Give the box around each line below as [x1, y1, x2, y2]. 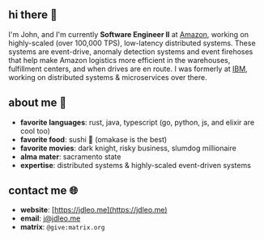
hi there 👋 [8, 8, 58, 22]
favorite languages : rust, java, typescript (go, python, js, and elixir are [19, 117, 255, 127]
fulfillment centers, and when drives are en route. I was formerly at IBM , [8, 64, 249, 74]
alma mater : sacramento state [19, 151, 121, 162]
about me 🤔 [8, 96, 67, 110]
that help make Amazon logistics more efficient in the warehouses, [8, 55, 231, 65]
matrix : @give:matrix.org [19, 222, 105, 232]
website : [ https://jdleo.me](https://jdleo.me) [19, 205, 168, 215]
